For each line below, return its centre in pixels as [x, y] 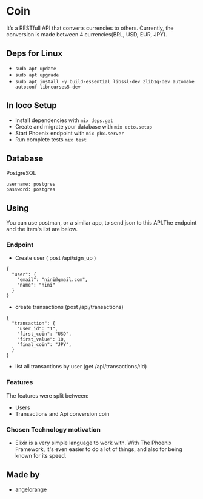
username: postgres [31, 184]
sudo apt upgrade [37, 75]
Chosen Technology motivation [54, 429]
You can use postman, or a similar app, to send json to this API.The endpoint [101, 223]
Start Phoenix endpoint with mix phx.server [69, 133]
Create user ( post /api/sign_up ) [55, 258]
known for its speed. [41, 456]
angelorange [31, 489]
